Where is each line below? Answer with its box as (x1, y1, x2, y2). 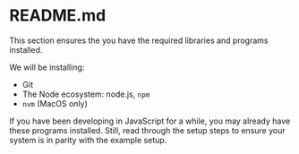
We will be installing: (9, 62, 85, 73)
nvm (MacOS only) (21, 98, 88, 108)
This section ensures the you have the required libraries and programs (9, 35, 269, 46)
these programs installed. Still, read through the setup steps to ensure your (9, 124, 286, 135)
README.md (9, 5, 107, 26)
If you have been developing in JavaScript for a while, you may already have (9, 115, 291, 126)
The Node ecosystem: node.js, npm (21, 89, 150, 99)
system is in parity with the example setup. (9, 134, 167, 145)
